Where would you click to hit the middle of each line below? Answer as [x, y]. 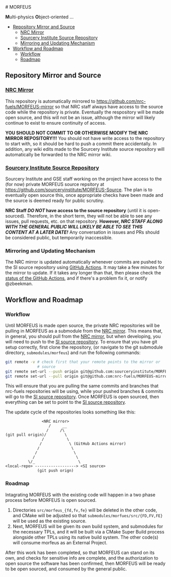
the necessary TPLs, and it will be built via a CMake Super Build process [88, 532]
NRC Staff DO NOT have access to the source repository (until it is [76, 210]
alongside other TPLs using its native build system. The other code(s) [85, 537]
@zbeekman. [19, 284]
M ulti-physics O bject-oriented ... [39, 17]
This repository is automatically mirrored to [50, 101]
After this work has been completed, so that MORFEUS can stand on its [80, 552]
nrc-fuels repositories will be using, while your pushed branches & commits [84, 391]
